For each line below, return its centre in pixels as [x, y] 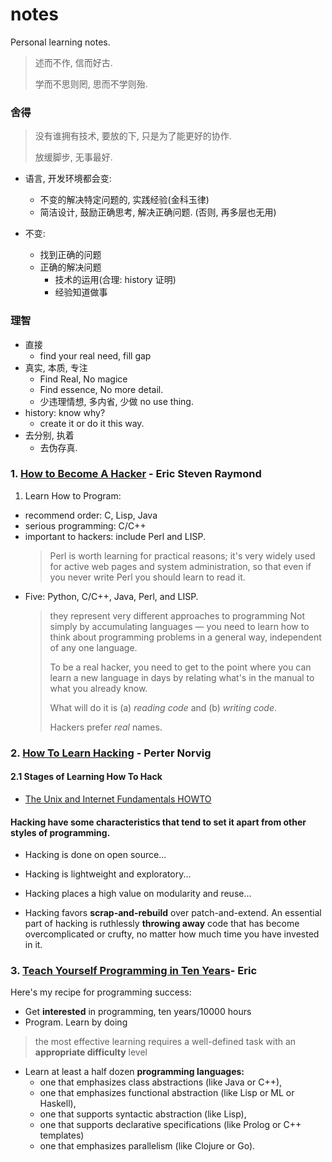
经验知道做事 [81, 292]
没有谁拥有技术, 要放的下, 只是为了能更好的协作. [133, 136]
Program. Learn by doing [76, 1022]
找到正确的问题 [70, 255]
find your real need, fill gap [95, 355]
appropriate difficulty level [91, 1052]
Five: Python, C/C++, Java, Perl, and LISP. [111, 596]
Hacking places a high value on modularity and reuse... [138, 894]
